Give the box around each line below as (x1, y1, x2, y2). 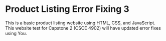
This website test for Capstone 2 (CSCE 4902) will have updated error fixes (5, 25, 161, 31)
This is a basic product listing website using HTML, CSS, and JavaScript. (5, 20, 155, 26)
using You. (5, 30, 27, 36)
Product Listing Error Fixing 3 (5, 3, 129, 15)
